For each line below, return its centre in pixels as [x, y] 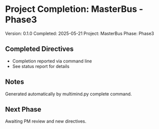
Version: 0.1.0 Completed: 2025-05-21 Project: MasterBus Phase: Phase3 [80, 33]
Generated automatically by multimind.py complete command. [69, 94]
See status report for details [41, 66]
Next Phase [23, 109]
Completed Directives [39, 49]
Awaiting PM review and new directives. [46, 121]
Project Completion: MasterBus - [74, 9]
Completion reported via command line [52, 61]
